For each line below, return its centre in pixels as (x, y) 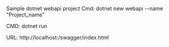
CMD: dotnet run (27, 26)
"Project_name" (25, 15)
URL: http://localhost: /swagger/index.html (58, 37)
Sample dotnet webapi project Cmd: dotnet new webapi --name (84, 9)
